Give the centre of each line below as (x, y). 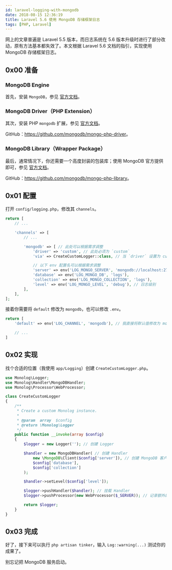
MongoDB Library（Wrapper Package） (56, 149)
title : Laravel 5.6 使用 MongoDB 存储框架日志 (53, 19)
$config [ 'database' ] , (56, 463)
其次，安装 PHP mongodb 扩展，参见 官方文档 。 (54, 123)
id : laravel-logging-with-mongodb (42, 10)
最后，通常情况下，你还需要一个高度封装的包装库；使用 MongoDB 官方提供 (84, 161)
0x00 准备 (22, 70)
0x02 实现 (21, 355)
